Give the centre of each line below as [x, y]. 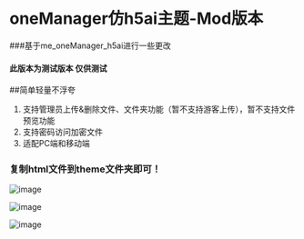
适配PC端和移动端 [56, 144]
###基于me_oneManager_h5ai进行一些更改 [90, 45]
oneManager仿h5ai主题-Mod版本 [137, 19]
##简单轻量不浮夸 [42, 90]
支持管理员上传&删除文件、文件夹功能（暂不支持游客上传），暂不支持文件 [159, 109]
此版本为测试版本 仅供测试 [58, 68]
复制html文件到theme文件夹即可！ [86, 169]
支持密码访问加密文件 [62, 132]
